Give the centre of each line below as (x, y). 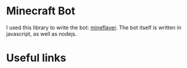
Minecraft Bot (41, 11)
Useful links (36, 58)
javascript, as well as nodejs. (42, 33)
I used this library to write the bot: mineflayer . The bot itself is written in (94, 27)
